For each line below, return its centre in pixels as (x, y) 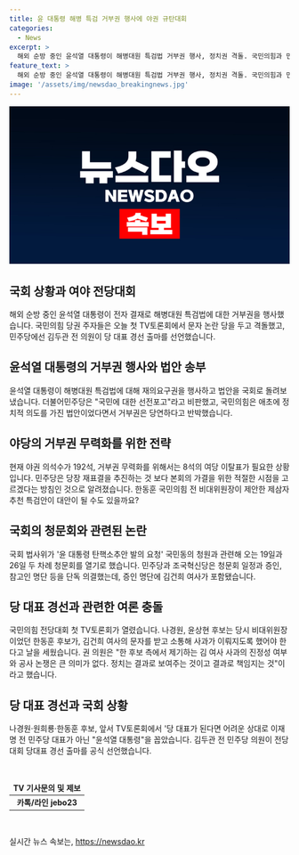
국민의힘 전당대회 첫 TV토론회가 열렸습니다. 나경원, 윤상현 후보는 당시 (129, 630)
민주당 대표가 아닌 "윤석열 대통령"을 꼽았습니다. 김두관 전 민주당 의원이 (150, 740)
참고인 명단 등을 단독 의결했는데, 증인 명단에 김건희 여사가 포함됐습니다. (133, 576)
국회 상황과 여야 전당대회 (73, 291)
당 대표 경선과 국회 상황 (69, 705)
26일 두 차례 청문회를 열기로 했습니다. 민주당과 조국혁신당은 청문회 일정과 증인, (145, 565)
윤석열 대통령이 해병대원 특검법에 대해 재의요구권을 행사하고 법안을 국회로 (137, 390)
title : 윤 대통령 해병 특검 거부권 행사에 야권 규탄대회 (98, 19)
